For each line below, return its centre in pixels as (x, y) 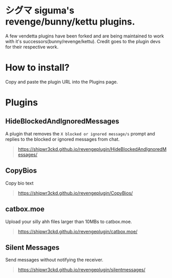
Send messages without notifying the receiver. (54, 260)
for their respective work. (32, 47)
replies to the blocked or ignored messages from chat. (62, 139)
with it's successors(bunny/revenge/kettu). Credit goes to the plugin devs (83, 41)
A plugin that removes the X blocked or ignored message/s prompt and (80, 133)
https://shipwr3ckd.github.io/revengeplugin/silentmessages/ (82, 270)
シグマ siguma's (40, 11)
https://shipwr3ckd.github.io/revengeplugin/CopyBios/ (75, 193)
